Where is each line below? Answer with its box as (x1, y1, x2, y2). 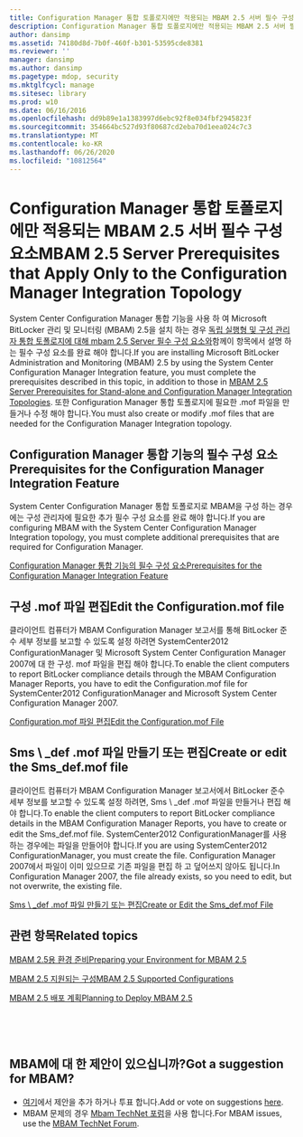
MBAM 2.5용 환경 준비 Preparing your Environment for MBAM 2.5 (9, 953, 247, 964)
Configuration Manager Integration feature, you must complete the (9, 367, 257, 378)
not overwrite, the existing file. (9, 880, 123, 891)
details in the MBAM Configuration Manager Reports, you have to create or (9, 818, 287, 829)
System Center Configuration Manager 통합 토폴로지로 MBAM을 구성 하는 (9, 501, 277, 512)
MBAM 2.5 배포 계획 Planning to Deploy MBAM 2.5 (9, 992, 193, 1003)
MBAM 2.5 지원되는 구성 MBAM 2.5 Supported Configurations (9, 973, 234, 984)
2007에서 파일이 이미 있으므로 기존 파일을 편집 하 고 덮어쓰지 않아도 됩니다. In (9, 860, 280, 871)
